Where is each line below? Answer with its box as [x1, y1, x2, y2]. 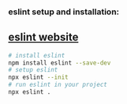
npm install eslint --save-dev [8, 58, 111, 67]
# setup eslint [8, 66, 58, 74]
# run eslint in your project [8, 81, 108, 89]
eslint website [8, 31, 79, 44]
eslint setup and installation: [8, 6, 120, 17]
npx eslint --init [8, 73, 69, 81]
